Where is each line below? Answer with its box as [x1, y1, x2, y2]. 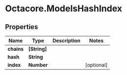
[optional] [85, 62, 108, 68]
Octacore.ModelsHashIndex [5, 3, 123, 14]
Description [52, 37, 81, 44]
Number [28, 62, 48, 68]
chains [7, 45, 24, 52]
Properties [5, 23, 38, 31]
